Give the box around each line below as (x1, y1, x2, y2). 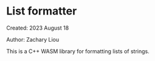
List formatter (6, 4, 77, 18)
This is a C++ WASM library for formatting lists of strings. (6, 47, 150, 55)
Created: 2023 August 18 (6, 24, 69, 31)
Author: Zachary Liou (6, 36, 60, 43)
